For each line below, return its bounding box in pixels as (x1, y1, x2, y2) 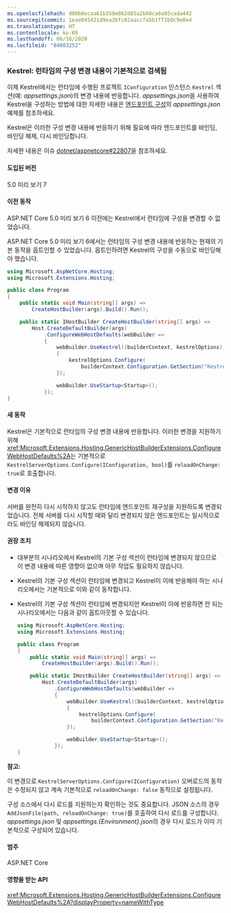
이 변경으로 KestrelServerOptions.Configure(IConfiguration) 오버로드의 (7, 777, 210, 785)
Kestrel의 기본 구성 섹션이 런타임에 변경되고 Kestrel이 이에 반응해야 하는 (16, 577, 211, 585)
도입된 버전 (7, 163, 36, 172)
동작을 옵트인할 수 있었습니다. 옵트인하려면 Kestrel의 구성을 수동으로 (14, 246, 197, 254)
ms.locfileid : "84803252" (7, 42, 81, 49)
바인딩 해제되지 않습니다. (19, 519, 87, 528)
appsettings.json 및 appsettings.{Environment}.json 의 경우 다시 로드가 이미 (7, 817, 215, 826)
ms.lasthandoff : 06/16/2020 (7, 36, 88, 43)
